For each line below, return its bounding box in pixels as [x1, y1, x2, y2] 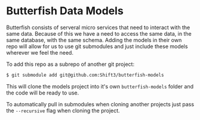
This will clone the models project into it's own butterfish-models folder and [6, 83, 194, 90]
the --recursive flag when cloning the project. [6, 107, 121, 114]
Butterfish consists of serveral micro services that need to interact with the [6, 24, 190, 31]
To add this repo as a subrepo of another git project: [6, 61, 135, 68]
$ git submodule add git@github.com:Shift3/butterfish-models [6, 72, 164, 78]
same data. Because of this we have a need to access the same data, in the [6, 30, 192, 37]
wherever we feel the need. [6, 49, 73, 56]
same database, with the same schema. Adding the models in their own [6, 36, 182, 43]
